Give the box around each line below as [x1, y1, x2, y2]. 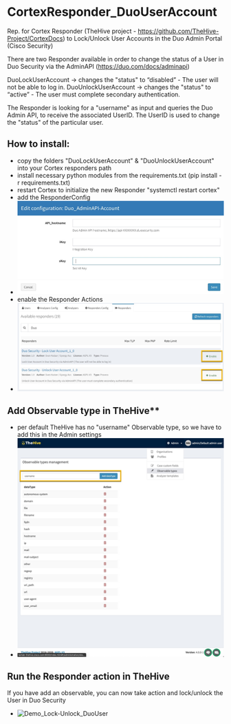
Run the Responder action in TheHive [7, 670, 170, 682]
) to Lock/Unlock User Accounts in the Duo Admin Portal [63, 34, 222, 42]
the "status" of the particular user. [7, 118, 104, 126]
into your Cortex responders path [16, 163, 112, 172]
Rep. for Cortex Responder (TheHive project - [7, 27, 136, 35]
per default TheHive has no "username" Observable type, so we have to [16, 423, 222, 431]
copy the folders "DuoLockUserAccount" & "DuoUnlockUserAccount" [16, 156, 214, 165]
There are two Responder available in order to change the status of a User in [7, 54, 224, 63]
